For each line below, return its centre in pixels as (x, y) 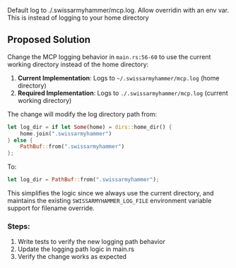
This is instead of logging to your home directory (78, 18)
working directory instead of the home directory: (78, 64)
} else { (20, 140)
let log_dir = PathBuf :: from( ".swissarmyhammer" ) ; (83, 180)
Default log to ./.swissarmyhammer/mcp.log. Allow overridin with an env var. (118, 10)
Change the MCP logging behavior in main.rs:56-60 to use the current (109, 56)
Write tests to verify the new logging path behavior (92, 242)
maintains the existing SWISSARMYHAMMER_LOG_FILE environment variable (110, 201)
